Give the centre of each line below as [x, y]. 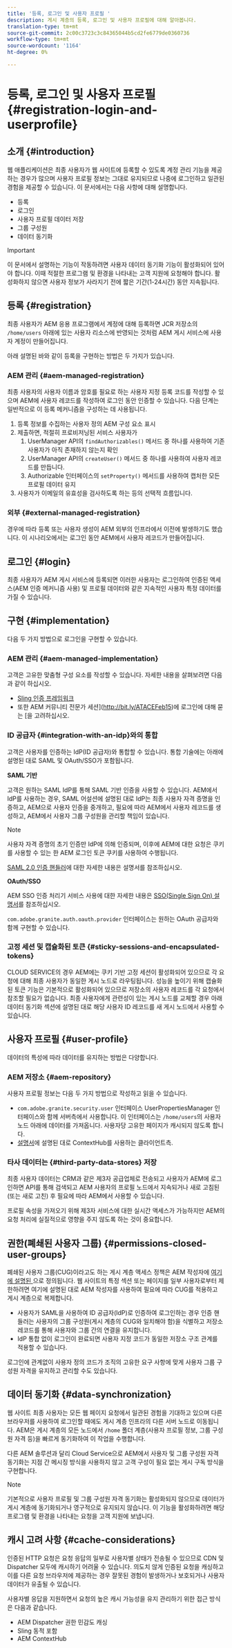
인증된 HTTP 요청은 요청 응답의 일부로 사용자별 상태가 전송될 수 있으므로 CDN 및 [116, 1558]
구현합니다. [22, 1470]
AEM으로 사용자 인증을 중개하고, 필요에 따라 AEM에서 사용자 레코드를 [120, 807]
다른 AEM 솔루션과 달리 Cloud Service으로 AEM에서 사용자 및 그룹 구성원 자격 [113, 1453]
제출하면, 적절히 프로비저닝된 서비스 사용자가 [77, 432]
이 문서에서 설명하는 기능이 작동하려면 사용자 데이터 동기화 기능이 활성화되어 [109, 265]
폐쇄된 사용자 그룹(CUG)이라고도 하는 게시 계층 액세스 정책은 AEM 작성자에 [108, 1272]
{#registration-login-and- [82, 110]
